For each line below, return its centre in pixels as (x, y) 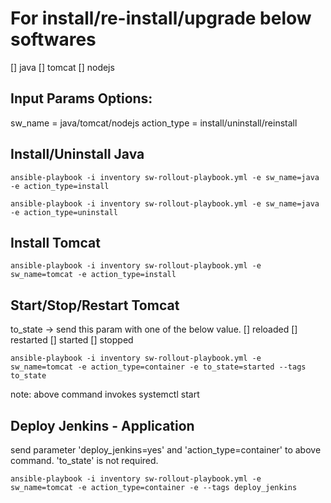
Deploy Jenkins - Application (102, 425)
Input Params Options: (81, 98)
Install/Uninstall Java (77, 154)
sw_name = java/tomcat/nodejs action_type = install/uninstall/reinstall (154, 123)
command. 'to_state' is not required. (84, 460)
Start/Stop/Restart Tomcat (95, 305)
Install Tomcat (55, 242)
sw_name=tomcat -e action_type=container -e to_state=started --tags (158, 367)
